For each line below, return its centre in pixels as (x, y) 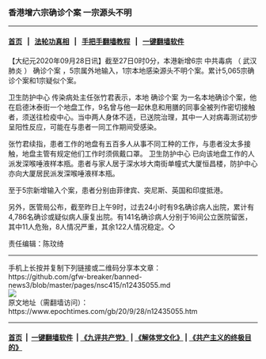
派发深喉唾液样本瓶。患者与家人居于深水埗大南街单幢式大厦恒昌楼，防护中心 (133, 163)
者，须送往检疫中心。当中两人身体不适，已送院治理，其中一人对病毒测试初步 (133, 117)
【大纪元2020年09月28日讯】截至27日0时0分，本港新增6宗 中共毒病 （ (125, 60)
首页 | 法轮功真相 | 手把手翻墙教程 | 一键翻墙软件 (96, 41)
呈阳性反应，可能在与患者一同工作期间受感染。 (84, 127)
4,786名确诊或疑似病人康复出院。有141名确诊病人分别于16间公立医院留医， (130, 217)
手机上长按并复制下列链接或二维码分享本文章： (84, 267)
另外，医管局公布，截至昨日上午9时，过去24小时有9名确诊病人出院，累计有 (131, 206)
